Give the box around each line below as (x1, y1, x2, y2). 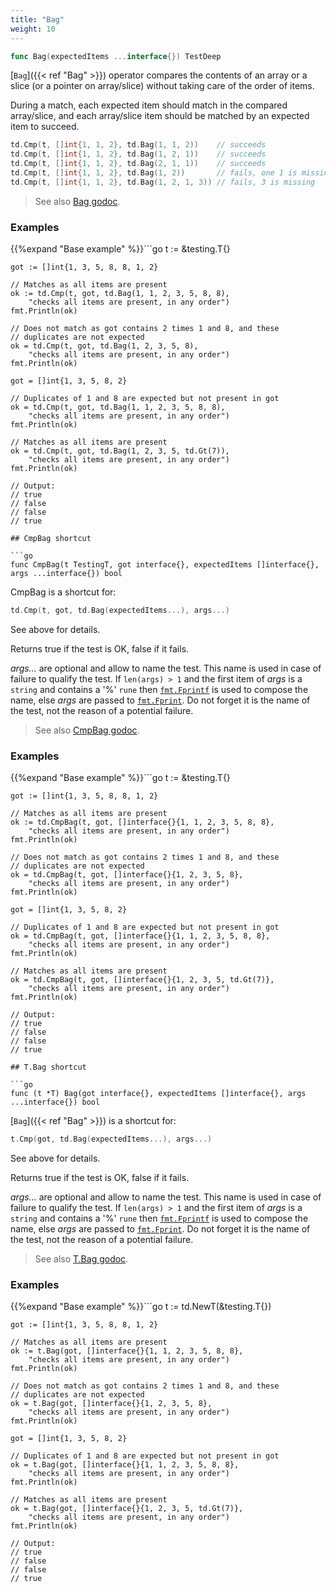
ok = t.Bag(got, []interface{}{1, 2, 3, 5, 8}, (10, 1399, 213, 1409)
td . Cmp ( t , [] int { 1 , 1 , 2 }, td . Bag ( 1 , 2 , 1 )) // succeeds (10, 149, 267, 160)
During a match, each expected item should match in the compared (10, 99, 288, 111)
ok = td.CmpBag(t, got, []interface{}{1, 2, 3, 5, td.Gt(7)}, (10, 975, 275, 985)
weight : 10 (10, 24, 56, 34)
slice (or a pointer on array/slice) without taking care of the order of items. (10, 80, 315, 92)
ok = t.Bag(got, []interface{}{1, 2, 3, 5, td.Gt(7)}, (10, 1504, 244, 1514)
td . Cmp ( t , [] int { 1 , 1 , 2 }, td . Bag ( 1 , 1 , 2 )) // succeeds (10, 140, 267, 150)
